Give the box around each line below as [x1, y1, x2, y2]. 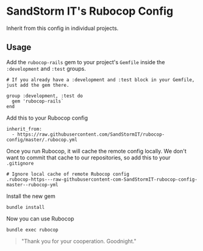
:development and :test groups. [6, 65, 87, 72]
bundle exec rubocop [6, 227, 59, 233]
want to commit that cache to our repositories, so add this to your [6, 154, 171, 161]
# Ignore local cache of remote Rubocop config [6, 171, 130, 177]
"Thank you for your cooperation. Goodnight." [21, 237, 137, 245]
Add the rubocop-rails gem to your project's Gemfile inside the [6, 58, 165, 65]
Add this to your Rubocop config [6, 114, 88, 122]
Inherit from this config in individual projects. [6, 24, 119, 32]
